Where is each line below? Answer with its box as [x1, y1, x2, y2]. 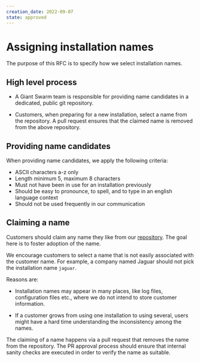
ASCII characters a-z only [14, 169, 79, 176]
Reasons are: [6, 276, 39, 283]
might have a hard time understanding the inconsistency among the [14, 318, 181, 325]
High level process [6, 77, 77, 87]
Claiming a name [6, 218, 70, 228]
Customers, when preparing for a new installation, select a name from [14, 111, 187, 118]
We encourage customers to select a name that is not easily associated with [6, 251, 194, 258]
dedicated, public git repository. [14, 99, 94, 107]
